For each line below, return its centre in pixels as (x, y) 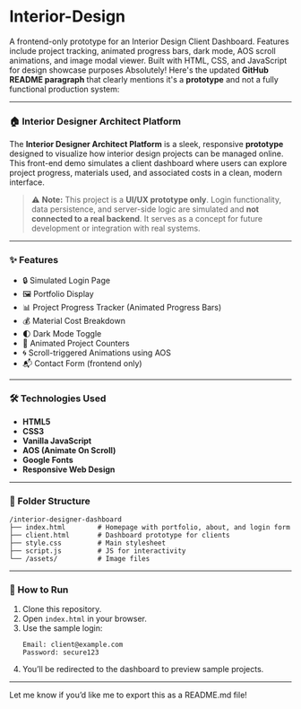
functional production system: (64, 89)
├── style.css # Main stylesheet (88, 543)
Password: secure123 (60, 652)
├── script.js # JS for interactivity (98, 551)
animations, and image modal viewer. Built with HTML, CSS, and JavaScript (148, 60)
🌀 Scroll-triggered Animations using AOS (97, 353)
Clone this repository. (62, 609)
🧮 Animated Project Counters (76, 343)
